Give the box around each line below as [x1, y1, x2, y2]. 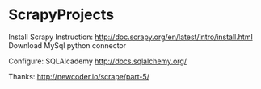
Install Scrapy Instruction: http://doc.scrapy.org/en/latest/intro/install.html [8, 32, 253, 42]
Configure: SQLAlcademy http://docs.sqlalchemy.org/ [8, 56, 187, 66]
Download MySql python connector [8, 40, 127, 50]
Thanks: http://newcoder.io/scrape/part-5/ [8, 71, 149, 81]
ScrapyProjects [8, 6, 115, 24]
